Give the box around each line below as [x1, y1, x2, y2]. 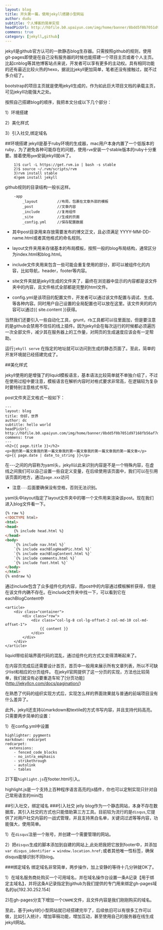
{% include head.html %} [14, 529, 64, 534]
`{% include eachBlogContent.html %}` [14, 551, 92, 556]
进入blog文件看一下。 [5, 501, 48, 507]
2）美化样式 [5, 120, 29, 125]
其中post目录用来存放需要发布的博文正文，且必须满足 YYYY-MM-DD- [12, 229, 151, 235]
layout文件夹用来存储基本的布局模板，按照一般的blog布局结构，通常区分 [12, 245, 157, 251]
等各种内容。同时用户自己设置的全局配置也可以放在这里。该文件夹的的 [12, 300, 153, 306]
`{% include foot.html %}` [14, 560, 68, 565]
